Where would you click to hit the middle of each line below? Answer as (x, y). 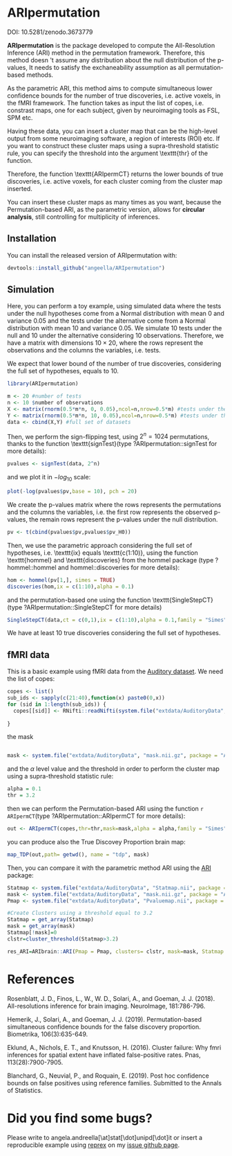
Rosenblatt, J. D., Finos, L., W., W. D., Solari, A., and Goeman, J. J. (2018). (111, 998)
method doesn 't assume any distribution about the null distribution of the (112, 60)
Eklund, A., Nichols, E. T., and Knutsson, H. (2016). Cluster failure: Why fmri (114, 1047)
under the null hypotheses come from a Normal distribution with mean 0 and (116, 314)
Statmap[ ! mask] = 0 (32, 933)
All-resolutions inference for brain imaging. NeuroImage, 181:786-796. (106, 1006)
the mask (20, 737)
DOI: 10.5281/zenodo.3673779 (50, 32)
